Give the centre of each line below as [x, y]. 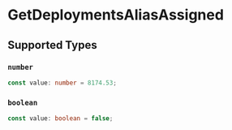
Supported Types [53, 45]
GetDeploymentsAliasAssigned [116, 15]
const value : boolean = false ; [60, 119]
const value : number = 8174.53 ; [62, 83]
